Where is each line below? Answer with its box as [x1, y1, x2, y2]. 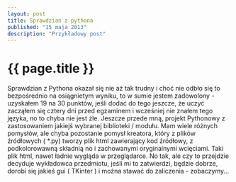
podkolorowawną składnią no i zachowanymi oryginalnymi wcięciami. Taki [7, 144, 224, 153]
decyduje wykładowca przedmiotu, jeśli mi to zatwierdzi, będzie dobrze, [7, 159, 218, 168]
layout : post [7, 10, 46, 18]
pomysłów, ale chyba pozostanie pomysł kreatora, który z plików [7, 129, 196, 138]
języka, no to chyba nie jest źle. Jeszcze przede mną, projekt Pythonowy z [7, 114, 225, 123]
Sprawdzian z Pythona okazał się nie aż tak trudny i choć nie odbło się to [7, 84, 221, 93]
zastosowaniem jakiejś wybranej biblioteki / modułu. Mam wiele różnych [7, 122, 218, 130]
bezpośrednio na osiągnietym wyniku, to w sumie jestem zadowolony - [7, 91, 215, 100]
